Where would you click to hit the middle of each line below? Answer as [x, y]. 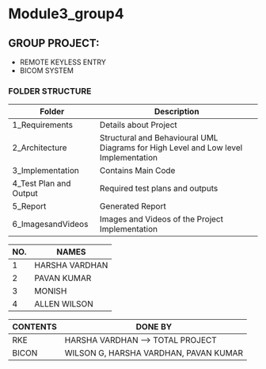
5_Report [29, 206]
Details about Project [139, 125]
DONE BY [154, 327]
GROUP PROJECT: [54, 43]
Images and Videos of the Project [161, 219]
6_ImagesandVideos [50, 225]
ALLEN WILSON [64, 304]
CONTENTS [35, 327]
